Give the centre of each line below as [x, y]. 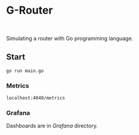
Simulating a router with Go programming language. [70, 38]
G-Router [30, 10]
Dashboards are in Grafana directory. [52, 126]
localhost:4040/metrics [36, 98]
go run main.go [25, 71]
